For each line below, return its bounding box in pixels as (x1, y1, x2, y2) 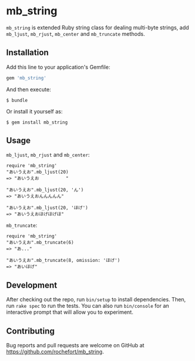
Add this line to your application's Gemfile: (6, 63, 110, 70)
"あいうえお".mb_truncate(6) (6, 240, 75, 246)
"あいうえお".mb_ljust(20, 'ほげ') (6, 205, 88, 211)
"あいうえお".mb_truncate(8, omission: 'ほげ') (6, 258, 120, 264)
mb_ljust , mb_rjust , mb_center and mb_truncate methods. (6, 30, 145, 37)
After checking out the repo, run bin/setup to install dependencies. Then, (6, 296, 186, 303)
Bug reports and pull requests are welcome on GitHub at (6, 342, 145, 349)
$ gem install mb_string (6, 119, 68, 125)
